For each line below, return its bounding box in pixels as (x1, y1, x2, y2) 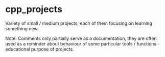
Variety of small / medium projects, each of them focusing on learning (5, 20, 152, 26)
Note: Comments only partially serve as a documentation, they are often (5, 35, 157, 41)
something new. (5, 25, 39, 31)
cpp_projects (5, 4, 63, 15)
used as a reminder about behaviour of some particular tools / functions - (5, 40, 160, 46)
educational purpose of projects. (5, 46, 74, 52)
